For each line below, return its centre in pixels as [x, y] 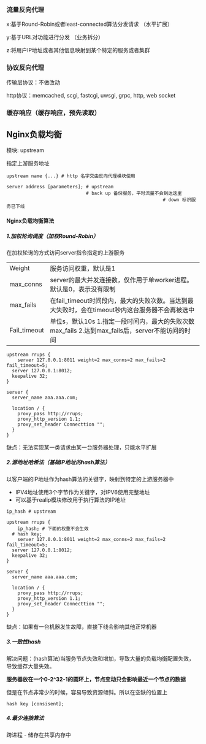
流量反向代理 [25, 9]
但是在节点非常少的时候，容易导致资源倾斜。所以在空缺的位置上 [87, 692]
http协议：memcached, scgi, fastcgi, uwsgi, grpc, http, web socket [91, 95]
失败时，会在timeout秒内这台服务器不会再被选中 [125, 310]
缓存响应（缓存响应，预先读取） [54, 113]
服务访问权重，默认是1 [83, 268]
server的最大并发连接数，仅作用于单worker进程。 [121, 280]
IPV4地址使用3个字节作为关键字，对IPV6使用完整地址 [82, 492]
